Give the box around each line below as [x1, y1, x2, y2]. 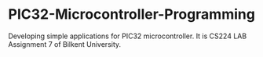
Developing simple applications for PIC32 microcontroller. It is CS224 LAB [8, 31, 247, 41]
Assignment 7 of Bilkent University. [8, 39, 122, 48]
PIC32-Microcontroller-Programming [8, 5, 255, 23]
